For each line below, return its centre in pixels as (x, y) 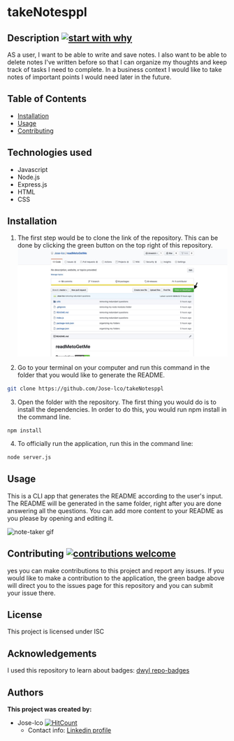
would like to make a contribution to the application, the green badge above (116, 578)
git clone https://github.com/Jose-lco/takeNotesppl (86, 389)
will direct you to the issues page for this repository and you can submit (110, 585)
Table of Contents (47, 99)
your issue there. (31, 593)
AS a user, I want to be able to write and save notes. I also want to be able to (117, 55)
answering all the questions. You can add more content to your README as (115, 510)
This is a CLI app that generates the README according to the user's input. (115, 496)
